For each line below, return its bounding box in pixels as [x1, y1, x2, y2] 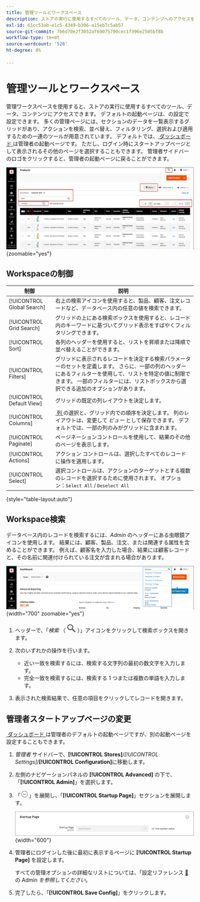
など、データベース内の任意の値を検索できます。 [65, 305, 185, 312]
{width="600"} [14, 836, 52, 844]
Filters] [8, 373, 26, 380]
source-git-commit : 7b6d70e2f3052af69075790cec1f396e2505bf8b [6, 29, 164, 35]
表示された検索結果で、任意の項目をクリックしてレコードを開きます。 [14, 695, 186, 702]
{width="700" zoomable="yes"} [6, 610, 85, 617]
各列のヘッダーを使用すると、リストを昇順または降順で [55, 338, 191, 345]
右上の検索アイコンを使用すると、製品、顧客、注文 [55, 297, 180, 304]
